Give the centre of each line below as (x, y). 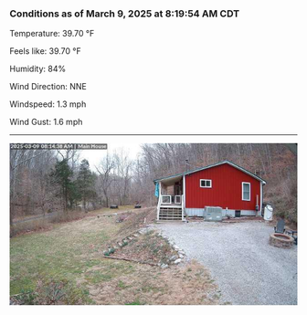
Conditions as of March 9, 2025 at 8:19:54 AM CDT (125, 14)
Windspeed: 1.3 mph (48, 104)
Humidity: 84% (38, 69)
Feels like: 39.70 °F (45, 51)
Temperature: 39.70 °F (52, 34)
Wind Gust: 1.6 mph (46, 122)
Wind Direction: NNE (48, 87)
